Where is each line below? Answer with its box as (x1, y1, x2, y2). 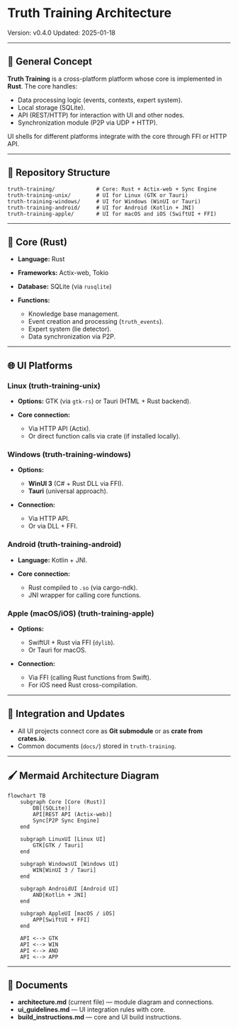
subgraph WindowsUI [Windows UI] (20, 860, 119, 867)
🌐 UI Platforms (7, 359, 73, 371)
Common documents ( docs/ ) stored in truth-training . (17, 742, 177, 750)
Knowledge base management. (28, 310, 120, 318)
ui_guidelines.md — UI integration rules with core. (17, 1005, 166, 1014)
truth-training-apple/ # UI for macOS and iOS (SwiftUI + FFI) (7, 210, 217, 218)
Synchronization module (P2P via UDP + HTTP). (17, 118, 158, 127)
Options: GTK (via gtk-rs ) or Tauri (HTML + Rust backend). (17, 397, 191, 405)
